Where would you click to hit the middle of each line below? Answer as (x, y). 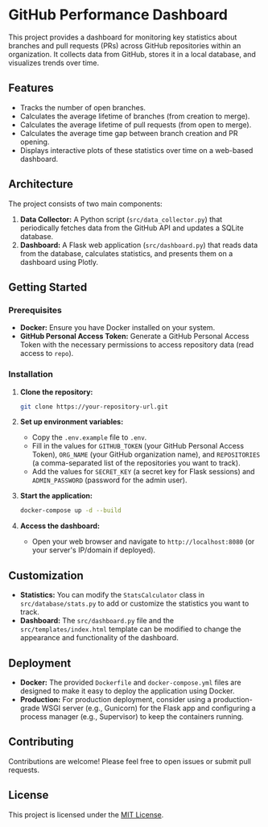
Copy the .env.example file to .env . (89, 437)
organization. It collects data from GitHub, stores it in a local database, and (132, 54)
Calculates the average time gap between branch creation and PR (129, 133)
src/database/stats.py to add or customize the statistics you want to (134, 604)
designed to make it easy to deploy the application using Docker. (127, 691)
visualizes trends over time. (54, 63)
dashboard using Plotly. (59, 262)
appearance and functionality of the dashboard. (99, 638)
